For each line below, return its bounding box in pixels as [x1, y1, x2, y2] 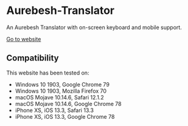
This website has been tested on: [6, 69, 89, 76]
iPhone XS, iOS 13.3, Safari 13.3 [15, 107, 94, 114]
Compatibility [6, 53, 59, 64]
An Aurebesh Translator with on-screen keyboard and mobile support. [6, 24, 183, 31]
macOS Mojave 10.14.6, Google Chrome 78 [15, 100, 122, 107]
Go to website [6, 35, 41, 42]
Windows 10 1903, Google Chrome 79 [15, 81, 110, 88]
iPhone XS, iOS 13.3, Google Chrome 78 [15, 113, 115, 120]
